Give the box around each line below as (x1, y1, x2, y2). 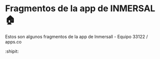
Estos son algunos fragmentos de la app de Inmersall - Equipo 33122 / (5, 34, 148, 39)
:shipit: (5, 48, 19, 54)
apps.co (5, 39, 22, 44)
